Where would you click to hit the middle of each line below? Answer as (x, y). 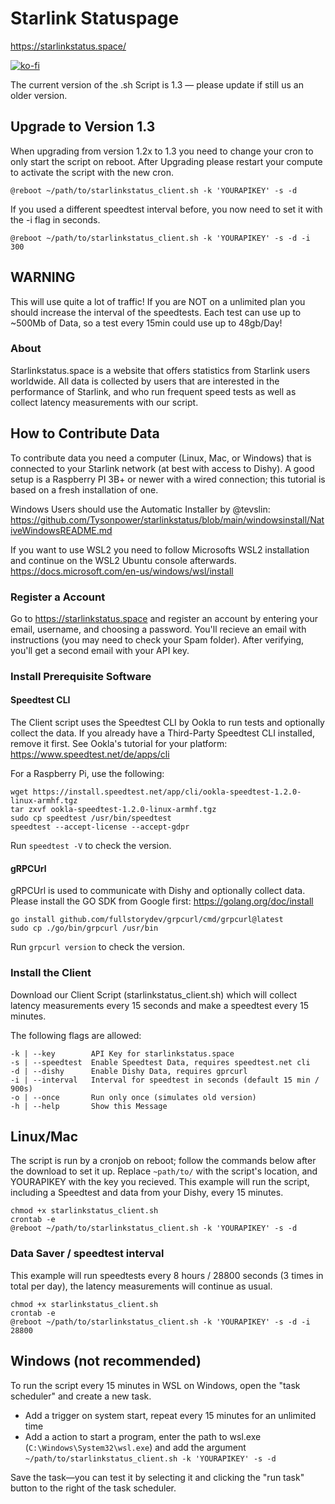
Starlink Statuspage (95, 18)
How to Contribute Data (85, 433)
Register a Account (58, 597)
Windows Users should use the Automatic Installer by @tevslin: (140, 509)
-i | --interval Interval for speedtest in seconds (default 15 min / (165, 1080)
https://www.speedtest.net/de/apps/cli (90, 754)
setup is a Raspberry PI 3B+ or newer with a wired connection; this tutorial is (168, 479)
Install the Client (51, 973)
